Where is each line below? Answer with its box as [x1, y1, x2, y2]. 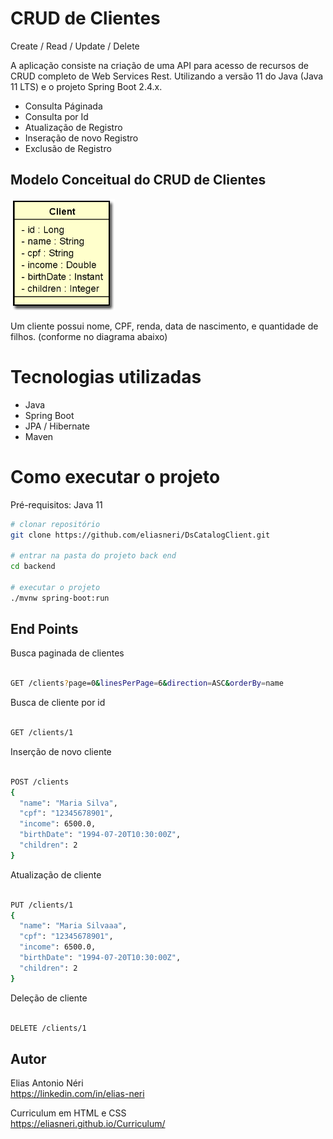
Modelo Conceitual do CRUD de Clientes [10, 172, 267, 189]
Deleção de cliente [10, 992, 88, 1004]
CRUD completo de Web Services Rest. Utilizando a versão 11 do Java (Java [10, 70, 324, 82]
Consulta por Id [24, 110, 89, 122]
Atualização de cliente [10, 868, 102, 881]
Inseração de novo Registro [24, 132, 139, 144]
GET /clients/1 [10, 728, 74, 738]
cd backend [10, 562, 56, 572]
